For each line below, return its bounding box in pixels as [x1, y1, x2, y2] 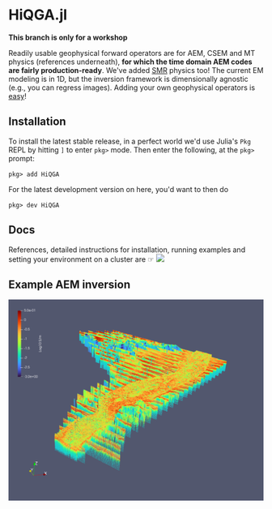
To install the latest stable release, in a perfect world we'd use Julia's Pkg [8, 136, 251, 146]
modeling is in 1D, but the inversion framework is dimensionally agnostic [8, 74, 249, 83]
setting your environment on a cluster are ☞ [8, 254, 155, 264]
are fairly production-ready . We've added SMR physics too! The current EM [8, 65, 264, 75]
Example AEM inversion [8, 277, 131, 291]
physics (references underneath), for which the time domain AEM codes [8, 57, 253, 66]
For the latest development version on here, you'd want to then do [8, 184, 229, 194]
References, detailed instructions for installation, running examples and [8, 245, 245, 254]
